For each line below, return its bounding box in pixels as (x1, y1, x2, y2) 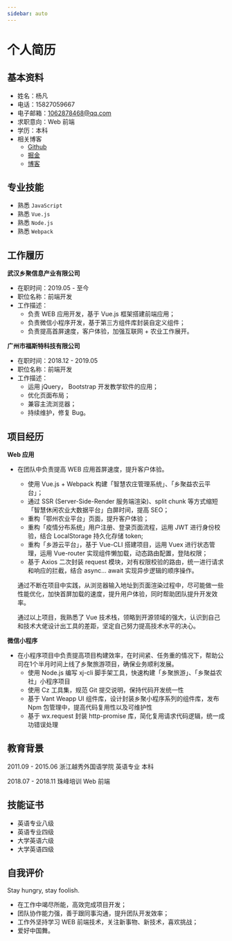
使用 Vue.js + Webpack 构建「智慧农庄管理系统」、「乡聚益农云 (27, 480, 205, 488)
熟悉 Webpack (17, 227, 53, 235)
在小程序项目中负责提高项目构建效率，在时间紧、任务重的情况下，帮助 (17, 652, 218, 660)
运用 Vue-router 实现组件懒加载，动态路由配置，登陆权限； (39, 549, 208, 557)
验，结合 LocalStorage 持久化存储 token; (27, 532, 143, 540)
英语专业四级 (17, 827, 54, 836)
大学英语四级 (17, 845, 54, 853)
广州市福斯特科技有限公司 (7, 342, 80, 350)
